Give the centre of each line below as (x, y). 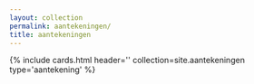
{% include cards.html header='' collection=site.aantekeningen (127, 61)
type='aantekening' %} (53, 70)
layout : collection (46, 18)
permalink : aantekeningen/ (60, 26)
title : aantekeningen (50, 34)
